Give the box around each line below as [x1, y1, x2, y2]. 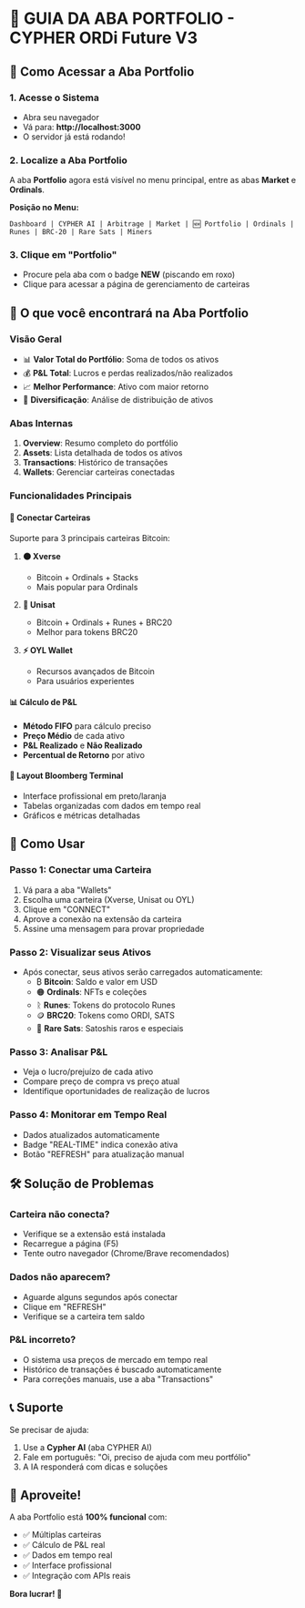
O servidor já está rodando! [22, 131, 126, 142]
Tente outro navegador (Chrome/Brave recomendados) [22, 1248, 230, 1259]
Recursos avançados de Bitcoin [36, 665, 155, 677]
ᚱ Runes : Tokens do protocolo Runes [36, 999, 176, 1010]
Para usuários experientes [36, 675, 135, 686]
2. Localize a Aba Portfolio [9, 154, 127, 167]
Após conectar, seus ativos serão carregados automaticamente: [22, 966, 263, 978]
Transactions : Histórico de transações [22, 457, 168, 468]
